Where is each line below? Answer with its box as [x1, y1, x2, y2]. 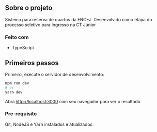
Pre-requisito [5, 110, 37, 117]
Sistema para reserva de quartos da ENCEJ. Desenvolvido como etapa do [5, 16, 153, 22]
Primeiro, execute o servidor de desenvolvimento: [5, 71, 105, 77]
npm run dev [5, 80, 29, 86]
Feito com [5, 34, 29, 40]
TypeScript [12, 45, 34, 51]
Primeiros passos [5, 59, 59, 67]
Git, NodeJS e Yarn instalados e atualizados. [5, 121, 94, 127]
